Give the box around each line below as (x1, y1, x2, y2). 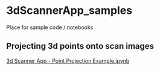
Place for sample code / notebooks (6, 24, 94, 31)
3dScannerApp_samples (6, 4, 133, 17)
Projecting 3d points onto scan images (6, 41, 155, 51)
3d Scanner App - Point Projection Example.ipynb (6, 57, 130, 64)
